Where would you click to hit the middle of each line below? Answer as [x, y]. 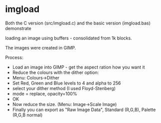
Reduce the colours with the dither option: [56, 72]
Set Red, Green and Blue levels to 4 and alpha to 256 [67, 83]
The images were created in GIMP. [41, 47]
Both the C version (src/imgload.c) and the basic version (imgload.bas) [78, 23]
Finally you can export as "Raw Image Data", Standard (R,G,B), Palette [84, 109]
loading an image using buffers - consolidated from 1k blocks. [69, 38]
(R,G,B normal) [27, 115]
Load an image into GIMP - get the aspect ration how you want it [79, 67]
